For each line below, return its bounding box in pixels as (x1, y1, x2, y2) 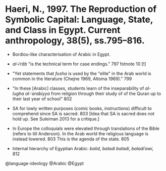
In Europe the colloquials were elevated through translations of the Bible (12, 125, 160, 131)
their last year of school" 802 (12, 95, 72, 102)
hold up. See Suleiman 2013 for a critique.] (12, 116, 100, 122)
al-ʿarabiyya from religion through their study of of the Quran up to (25, 90, 161, 96)
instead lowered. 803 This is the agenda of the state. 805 (12, 136, 130, 142)
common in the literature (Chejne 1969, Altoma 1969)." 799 (12, 76, 132, 82)
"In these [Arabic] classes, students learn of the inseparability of (12, 85, 144, 91)
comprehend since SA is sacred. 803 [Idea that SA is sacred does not (12, 110, 155, 117)
